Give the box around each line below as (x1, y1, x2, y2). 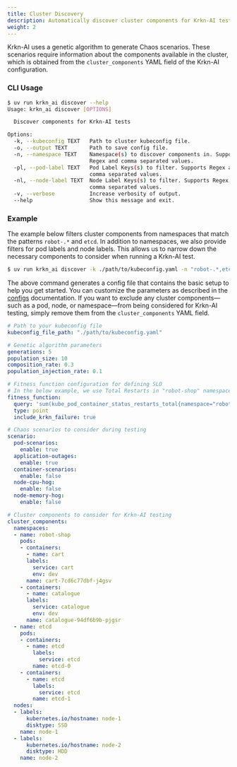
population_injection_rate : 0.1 (7, 368, 102, 375)
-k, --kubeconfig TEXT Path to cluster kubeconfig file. (13, 138, 191, 145)
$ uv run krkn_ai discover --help (7, 99, 109, 106)
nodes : (13, 702, 33, 709)
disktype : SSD (25, 722, 68, 729)
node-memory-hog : (13, 492, 65, 499)
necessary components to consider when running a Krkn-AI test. (7, 252, 195, 261)
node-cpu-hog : (13, 479, 55, 486)
